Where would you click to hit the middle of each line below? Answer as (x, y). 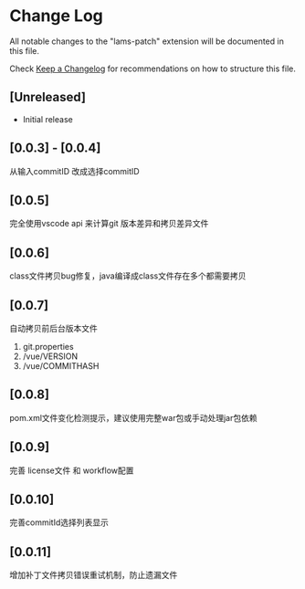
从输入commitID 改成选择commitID (74, 171)
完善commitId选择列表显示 (59, 522)
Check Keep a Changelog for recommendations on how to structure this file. (153, 68)
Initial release (47, 119)
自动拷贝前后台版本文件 (53, 328)
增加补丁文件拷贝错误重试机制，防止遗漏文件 (94, 575)
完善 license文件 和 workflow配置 (72, 470)
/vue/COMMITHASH (61, 366)
